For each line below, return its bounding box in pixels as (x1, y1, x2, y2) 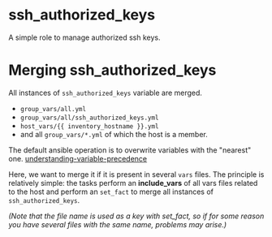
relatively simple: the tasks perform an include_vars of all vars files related (8, 178, 258, 187)
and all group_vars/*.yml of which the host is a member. (19, 129, 209, 139)
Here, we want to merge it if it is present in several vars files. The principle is (8, 169, 265, 179)
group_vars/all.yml (19, 105, 87, 113)
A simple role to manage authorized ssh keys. (8, 32, 161, 42)
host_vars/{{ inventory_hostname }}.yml (19, 122, 159, 131)
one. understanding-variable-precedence (8, 153, 148, 163)
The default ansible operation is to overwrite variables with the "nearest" (8, 144, 252, 155)
